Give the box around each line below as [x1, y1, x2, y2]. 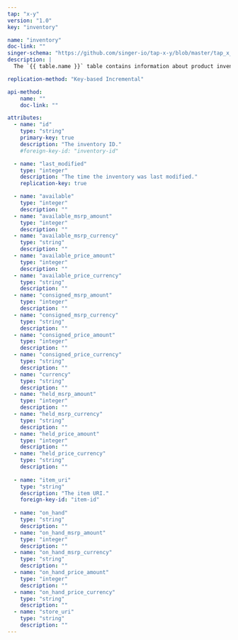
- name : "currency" [13, 370, 72, 378]
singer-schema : [7, 50, 52, 57]
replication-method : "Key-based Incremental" [7, 75, 144, 82]
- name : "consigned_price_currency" [13, 351, 122, 358]
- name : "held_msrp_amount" [13, 391, 97, 398]
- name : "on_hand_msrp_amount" [13, 529, 106, 536]
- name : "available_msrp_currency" [13, 232, 119, 240]
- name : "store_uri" [13, 608, 74, 616]
